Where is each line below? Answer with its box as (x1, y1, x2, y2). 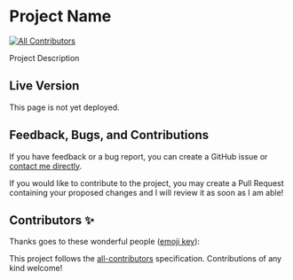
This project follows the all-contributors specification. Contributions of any (9, 253, 282, 264)
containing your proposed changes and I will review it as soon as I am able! (9, 187, 284, 198)
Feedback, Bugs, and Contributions (9, 128, 210, 143)
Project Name (9, 6, 112, 27)
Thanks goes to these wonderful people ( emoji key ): (9, 237, 201, 247)
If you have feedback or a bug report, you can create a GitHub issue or (9, 151, 268, 161)
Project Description (9, 52, 80, 63)
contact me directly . (9, 160, 83, 171)
